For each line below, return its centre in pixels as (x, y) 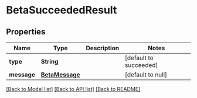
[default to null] (146, 75)
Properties (26, 32)
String (50, 62)
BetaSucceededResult (62, 10)
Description (103, 48)
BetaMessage (60, 75)
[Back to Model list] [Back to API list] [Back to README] (73, 89)
